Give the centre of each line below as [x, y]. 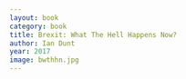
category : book [38, 26]
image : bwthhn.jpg [44, 60]
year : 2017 [30, 52]
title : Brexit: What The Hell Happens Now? [93, 35]
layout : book [34, 18]
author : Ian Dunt [42, 43]
